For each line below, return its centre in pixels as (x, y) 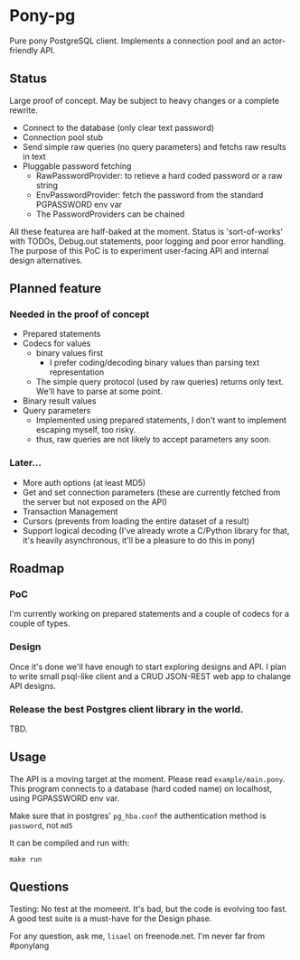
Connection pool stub (63, 137)
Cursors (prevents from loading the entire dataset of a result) (136, 521)
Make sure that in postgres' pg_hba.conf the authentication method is (138, 816)
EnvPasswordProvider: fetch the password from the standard (150, 194)
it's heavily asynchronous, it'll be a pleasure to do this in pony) (139, 540)
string (47, 185)
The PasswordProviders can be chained (110, 214)
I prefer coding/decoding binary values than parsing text (155, 363)
